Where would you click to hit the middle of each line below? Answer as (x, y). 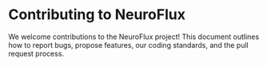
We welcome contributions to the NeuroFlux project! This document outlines (134, 37)
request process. (36, 53)
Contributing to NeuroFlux (97, 15)
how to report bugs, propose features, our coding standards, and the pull (129, 45)
